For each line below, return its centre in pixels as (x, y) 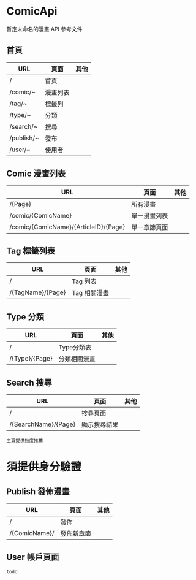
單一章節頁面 (149, 227)
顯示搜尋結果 (100, 425)
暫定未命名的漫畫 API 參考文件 (44, 29)
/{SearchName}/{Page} (43, 424)
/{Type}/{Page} (31, 359)
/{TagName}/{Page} (38, 292)
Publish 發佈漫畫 (38, 491)
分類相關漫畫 (77, 359)
